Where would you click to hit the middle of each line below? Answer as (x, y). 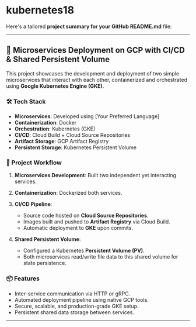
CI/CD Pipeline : (33, 204)
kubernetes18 (40, 10)
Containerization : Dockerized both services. (68, 193)
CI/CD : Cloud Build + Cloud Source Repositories (72, 135)
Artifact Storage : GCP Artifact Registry (62, 142)
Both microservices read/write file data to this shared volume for (101, 257)
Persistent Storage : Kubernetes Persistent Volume (76, 147)
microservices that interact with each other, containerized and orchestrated (97, 80)
